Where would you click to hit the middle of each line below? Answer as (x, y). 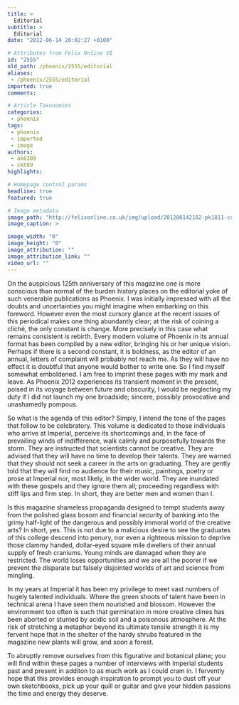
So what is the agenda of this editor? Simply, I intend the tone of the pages (117, 418)
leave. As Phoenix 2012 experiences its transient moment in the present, (113, 382)
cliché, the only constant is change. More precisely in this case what (108, 328)
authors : (20, 152)
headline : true (30, 191)
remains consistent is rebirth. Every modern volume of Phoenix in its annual (118, 336)
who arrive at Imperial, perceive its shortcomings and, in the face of (107, 433)
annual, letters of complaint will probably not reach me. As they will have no (118, 359)
